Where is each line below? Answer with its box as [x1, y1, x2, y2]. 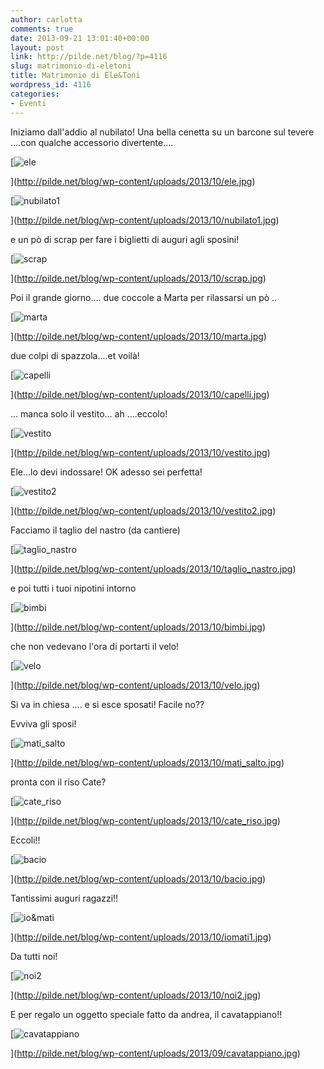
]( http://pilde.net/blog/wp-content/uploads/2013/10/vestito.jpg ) [10, 446, 271, 458]
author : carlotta [10, 14, 83, 25]
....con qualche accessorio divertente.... [10, 136, 174, 148]
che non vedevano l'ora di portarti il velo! [10, 640, 180, 652]
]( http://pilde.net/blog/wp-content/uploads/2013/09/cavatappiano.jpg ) [10, 1047, 301, 1059]
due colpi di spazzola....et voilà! [10, 349, 140, 361]
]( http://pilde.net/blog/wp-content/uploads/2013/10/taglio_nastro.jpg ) [10, 562, 297, 575]
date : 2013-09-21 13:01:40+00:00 [10, 33, 150, 43]
